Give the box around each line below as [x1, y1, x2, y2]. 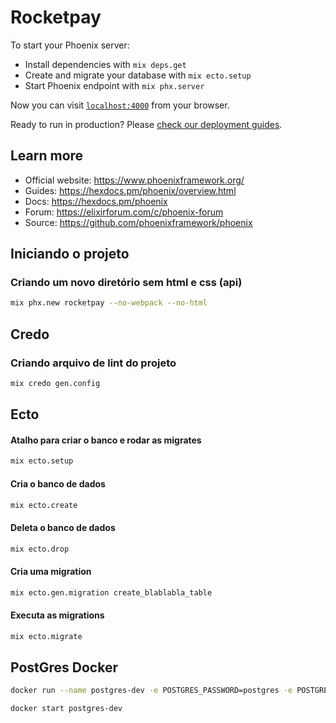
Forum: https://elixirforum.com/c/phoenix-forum [24, 206, 224, 218]
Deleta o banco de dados [10, 522, 116, 534]
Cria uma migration [10, 566, 92, 578]
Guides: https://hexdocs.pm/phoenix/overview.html [24, 184, 237, 196]
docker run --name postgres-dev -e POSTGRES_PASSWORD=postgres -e [10, 686, 293, 696]
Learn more [10, 147, 84, 165]
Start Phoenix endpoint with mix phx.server [24, 79, 205, 91]
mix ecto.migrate [10, 631, 83, 641]
